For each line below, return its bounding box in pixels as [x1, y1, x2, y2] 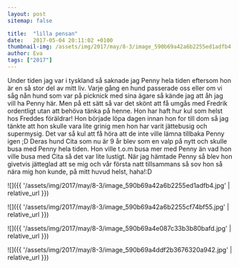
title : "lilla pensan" [7, 30, 78, 37]
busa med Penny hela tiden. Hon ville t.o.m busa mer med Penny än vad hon [7, 144, 232, 153]
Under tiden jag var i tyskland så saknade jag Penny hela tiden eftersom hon [7, 76, 232, 84]
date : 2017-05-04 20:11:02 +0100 [7, 36, 113, 44]
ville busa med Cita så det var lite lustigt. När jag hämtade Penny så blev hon [7, 152, 233, 161]
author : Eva [7, 50, 43, 57]
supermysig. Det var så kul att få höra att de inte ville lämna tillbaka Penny [7, 129, 225, 138]
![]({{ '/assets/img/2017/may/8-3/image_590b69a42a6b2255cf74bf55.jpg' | [7, 202, 230, 211]
